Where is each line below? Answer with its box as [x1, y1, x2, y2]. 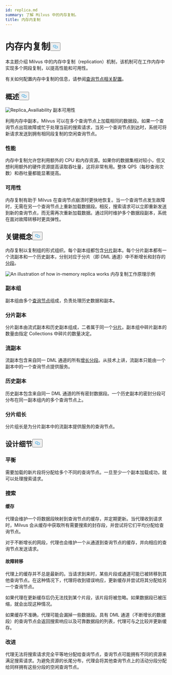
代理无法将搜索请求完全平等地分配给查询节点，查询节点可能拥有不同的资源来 [5, 651, 167, 658]
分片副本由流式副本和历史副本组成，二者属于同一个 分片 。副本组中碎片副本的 [5, 324, 167, 331]
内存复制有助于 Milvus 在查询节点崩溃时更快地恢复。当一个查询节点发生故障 [5, 197, 165, 203]
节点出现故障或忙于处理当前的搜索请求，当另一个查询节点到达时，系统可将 [9, 124, 167, 131]
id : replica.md [5, 7, 38, 13]
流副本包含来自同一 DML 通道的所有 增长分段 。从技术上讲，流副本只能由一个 [5, 357, 166, 363]
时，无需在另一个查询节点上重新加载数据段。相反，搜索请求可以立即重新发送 [5, 203, 167, 209]
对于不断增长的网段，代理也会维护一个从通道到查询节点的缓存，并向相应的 [5, 539, 162, 545]
